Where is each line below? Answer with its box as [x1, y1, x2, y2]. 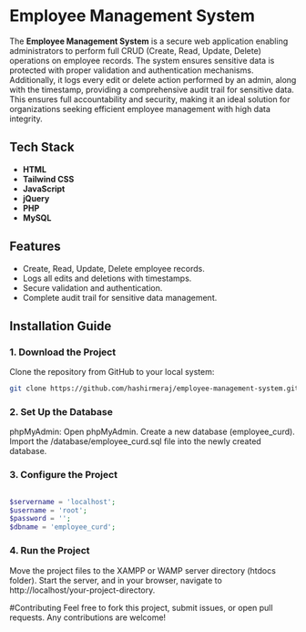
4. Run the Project [9, 544, 90, 557]
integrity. [9, 113, 43, 124]
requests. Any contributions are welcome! [9, 612, 167, 623]
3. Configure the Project [9, 469, 118, 482]
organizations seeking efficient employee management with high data [9, 103, 271, 114]
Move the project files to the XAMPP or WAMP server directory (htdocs [9, 565, 276, 575]
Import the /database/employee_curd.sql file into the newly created [9, 436, 261, 447]
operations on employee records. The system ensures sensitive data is [9, 55, 275, 66]
